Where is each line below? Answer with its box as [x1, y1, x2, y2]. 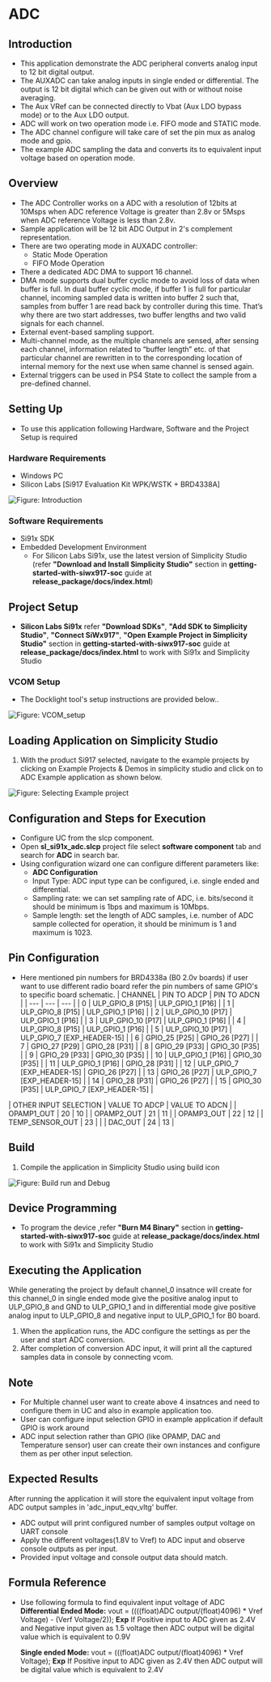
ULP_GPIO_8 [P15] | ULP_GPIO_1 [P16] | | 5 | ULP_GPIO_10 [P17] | [19, 1024, 232, 1034]
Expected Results [8, 1472, 99, 1486]
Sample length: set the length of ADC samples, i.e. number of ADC [32, 910, 254, 920]
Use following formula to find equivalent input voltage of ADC [19, 1597, 225, 1607]
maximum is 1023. [32, 928, 93, 937]
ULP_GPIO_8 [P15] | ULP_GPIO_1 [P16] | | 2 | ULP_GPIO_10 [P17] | [19, 1007, 232, 1017]
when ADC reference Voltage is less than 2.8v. [19, 215, 176, 225]
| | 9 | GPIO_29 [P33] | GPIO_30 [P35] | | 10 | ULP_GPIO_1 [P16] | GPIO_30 [19, 1050, 262, 1060]
